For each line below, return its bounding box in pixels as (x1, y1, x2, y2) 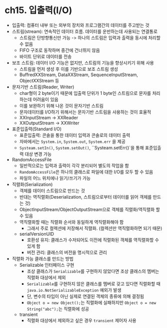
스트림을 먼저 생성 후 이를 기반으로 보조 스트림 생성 (19, 66, 118, 72)
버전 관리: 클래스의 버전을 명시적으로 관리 (26, 249, 107, 255)
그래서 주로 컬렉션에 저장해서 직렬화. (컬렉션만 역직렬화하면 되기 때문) (26, 225, 162, 231)
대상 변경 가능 (24, 151, 52, 157)
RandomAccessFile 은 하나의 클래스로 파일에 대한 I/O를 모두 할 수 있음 (19, 169, 153, 175)
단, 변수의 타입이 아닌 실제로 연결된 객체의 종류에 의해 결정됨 (26, 293, 144, 299)
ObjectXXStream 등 (19, 77, 59, 83)
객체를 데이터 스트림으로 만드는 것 (19, 188, 85, 194)
